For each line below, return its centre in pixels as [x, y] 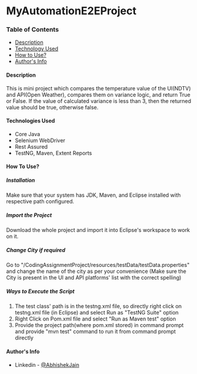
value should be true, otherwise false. [52, 107]
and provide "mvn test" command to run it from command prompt [95, 332]
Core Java [27, 134]
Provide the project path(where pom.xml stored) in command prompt [99, 325]
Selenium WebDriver [40, 140]
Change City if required [36, 250]
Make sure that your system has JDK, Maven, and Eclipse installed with [93, 195]
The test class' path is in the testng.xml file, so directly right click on [98, 306]
